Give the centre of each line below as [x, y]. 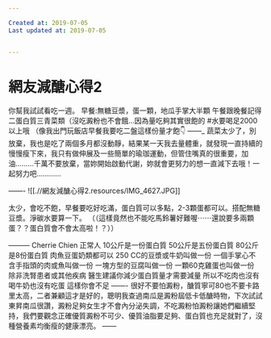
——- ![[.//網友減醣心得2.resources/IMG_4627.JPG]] [94, 191]
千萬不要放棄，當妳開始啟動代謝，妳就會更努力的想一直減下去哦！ [143, 164]
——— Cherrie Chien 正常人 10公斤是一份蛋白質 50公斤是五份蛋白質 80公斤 [134, 245]
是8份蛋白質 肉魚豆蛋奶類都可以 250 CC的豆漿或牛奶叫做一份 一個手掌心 [129, 256]
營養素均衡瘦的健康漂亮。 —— [66, 326]
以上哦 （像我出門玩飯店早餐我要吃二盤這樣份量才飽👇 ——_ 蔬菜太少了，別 [132, 131]
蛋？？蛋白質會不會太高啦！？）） [63, 228]
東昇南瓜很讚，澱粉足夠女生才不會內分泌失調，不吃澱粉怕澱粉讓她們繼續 [128, 306]
